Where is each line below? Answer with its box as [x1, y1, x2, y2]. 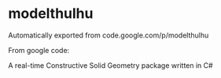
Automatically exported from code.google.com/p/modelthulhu [8, 30, 209, 40]
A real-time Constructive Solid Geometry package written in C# [8, 60, 214, 70]
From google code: [8, 45, 70, 55]
